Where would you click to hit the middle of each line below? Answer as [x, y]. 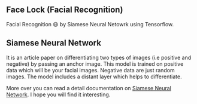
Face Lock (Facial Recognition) [65, 10]
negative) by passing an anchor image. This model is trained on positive [95, 64]
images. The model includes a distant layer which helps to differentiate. [94, 77]
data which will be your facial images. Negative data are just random [90, 70]
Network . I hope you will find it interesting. [58, 94]
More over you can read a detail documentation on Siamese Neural [89, 88]
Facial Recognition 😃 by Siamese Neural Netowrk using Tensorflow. [90, 24]
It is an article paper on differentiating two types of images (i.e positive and [99, 57]
